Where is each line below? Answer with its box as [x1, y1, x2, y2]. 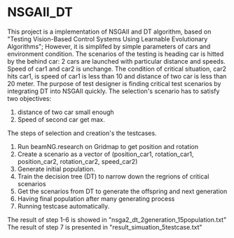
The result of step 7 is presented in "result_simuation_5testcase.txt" [7, 223, 202, 231]
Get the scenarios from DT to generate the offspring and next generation [17, 187, 228, 195]
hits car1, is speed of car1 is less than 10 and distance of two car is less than [7, 71, 227, 80]
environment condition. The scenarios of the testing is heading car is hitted [7, 50, 224, 58]
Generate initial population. [17, 164, 96, 173]
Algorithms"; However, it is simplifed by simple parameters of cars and [7, 42, 211, 50]
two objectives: [7, 94, 51, 102]
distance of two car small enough [17, 108, 114, 116]
